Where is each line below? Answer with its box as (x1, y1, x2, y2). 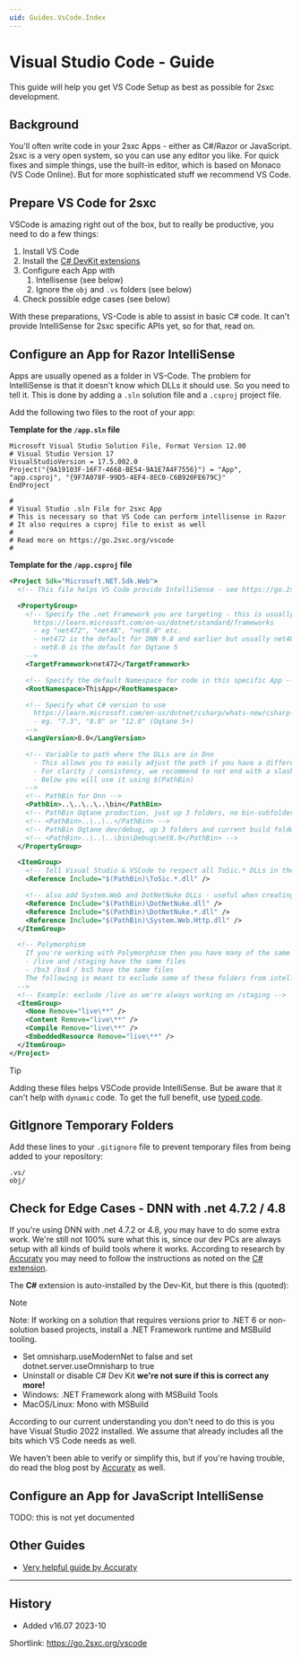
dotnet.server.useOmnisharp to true (21, 1361, 155, 1372)
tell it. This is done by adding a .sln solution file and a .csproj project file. (9, 389, 282, 400)
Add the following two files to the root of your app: (9, 407, 195, 417)
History (9, 1596, 52, 1611)
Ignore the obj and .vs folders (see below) (35, 284, 193, 295)
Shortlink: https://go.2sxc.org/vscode (9, 1637, 148, 1648)
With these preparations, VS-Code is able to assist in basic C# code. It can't (9, 311, 290, 322)
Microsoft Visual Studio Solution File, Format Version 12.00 (9, 441, 246, 450)
